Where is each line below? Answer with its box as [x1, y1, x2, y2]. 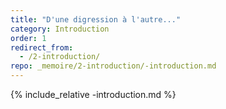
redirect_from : [10, 42, 74, 53]
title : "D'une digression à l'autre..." [10, 14, 182, 25]
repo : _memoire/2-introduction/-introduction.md [10, 61, 217, 71]
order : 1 [10, 33, 47, 43]
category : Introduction [10, 24, 110, 34]
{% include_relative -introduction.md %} [10, 89, 177, 100]
